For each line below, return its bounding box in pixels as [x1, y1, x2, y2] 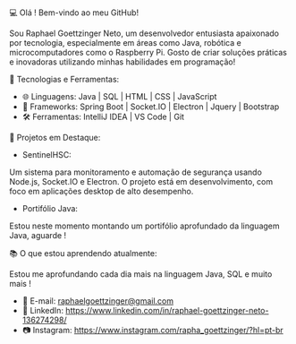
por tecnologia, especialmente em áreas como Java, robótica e [9, 38, 241, 47]
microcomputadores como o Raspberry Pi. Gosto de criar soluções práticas [9, 47, 288, 57]
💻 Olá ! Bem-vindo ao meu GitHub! [9, 7, 140, 18]
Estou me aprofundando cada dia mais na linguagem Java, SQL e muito [9, 269, 273, 279]
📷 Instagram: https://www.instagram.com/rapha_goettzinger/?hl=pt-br [21, 325, 283, 335]
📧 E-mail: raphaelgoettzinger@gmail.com [21, 296, 174, 306]
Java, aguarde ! [9, 230, 67, 240]
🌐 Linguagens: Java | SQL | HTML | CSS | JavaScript [21, 91, 217, 101]
